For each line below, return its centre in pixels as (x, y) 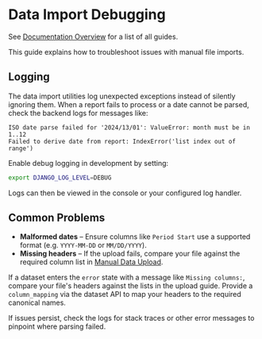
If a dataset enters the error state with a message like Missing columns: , (127, 277)
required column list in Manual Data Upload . (91, 262)
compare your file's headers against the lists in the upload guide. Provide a (131, 286)
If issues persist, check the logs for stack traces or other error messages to (131, 318)
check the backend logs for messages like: (78, 113)
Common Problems (57, 218)
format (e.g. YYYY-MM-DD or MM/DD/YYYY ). (83, 245)
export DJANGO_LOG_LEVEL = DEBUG (60, 177)
